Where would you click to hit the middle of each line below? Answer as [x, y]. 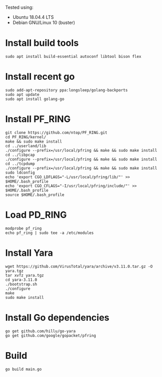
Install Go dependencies [57, 317]
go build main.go [24, 369]
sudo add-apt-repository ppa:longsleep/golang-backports [67, 90]
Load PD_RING [36, 215]
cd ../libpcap [20, 155]
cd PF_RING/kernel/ [26, 137]
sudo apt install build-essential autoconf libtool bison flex [73, 56]
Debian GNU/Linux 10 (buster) [44, 23]
